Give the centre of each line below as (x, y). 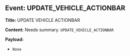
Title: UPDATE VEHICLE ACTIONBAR (43, 20)
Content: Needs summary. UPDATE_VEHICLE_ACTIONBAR (59, 30)
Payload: (14, 39)
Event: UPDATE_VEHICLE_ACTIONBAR (65, 8)
